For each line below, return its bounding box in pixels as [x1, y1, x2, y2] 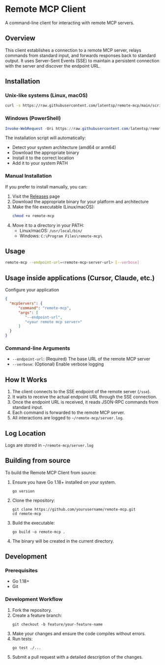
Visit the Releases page [12, 193, 60, 199]
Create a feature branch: [12, 612, 62, 618]
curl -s [5, 103, 21, 108]
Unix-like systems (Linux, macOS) [5, 92, 88, 99]
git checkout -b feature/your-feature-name [12, 622, 103, 627]
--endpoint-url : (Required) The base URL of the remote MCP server [12, 356, 151, 362]
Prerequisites [5, 567, 38, 574]
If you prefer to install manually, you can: [5, 184, 87, 189]
